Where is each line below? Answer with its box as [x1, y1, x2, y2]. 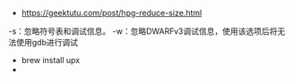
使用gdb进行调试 [15, 37, 78, 47]
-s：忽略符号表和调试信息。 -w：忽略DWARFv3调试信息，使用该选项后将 [8, 26, 278, 36]
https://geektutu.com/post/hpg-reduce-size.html [21, 8, 203, 18]
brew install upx [21, 55, 81, 65]
